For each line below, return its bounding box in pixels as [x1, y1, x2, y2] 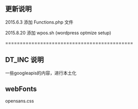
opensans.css [5, 98, 34, 104]
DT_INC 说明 [5, 56, 44, 64]
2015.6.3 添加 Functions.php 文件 [5, 19, 74, 25]
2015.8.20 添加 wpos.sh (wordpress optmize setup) [5, 30, 111, 36]
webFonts [5, 85, 37, 93]
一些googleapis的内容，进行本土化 [5, 70, 77, 76]
